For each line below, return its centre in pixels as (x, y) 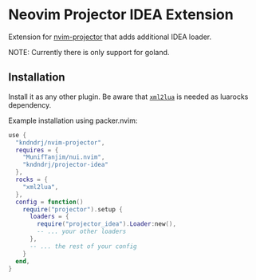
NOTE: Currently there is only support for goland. (89, 52)
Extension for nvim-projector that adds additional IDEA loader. (110, 37)
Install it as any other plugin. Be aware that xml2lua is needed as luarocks (128, 97)
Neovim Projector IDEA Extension (121, 15)
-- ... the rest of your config (83, 246)
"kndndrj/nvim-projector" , (60, 142)
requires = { (37, 150)
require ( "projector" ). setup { (73, 209)
